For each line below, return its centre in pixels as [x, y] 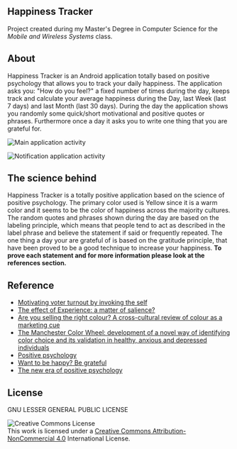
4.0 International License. [93, 438]
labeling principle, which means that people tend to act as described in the [116, 226]
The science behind [52, 178]
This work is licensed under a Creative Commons [79, 431]
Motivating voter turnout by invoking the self [82, 303]
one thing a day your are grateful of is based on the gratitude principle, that [117, 240]
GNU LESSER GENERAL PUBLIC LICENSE [68, 410]
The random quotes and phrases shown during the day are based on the [113, 218]
